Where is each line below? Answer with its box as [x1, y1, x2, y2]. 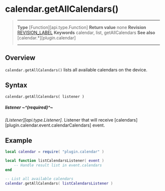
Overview [5, 54, 36, 62]
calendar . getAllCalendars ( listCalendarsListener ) [5, 181, 113, 186]
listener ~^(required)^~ [5, 104, 53, 110]
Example [5, 136, 32, 145]
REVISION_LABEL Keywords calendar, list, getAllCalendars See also [17, 30, 156, 35]
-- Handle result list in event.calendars [14, 163, 102, 168]
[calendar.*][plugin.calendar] [17, 34, 76, 40]
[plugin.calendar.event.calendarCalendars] [5, 122, 92, 128]
